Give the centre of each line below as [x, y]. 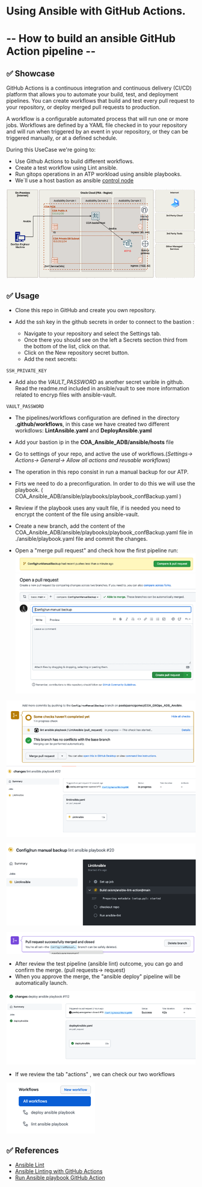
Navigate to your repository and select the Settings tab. [92, 334]
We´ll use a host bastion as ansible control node [74, 180]
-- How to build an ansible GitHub [91, 39]
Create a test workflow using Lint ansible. [66, 168]
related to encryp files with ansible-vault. [66, 395]
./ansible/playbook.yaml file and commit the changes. [81, 539]
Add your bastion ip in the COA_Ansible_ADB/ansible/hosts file [94, 442]
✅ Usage [23, 296]
